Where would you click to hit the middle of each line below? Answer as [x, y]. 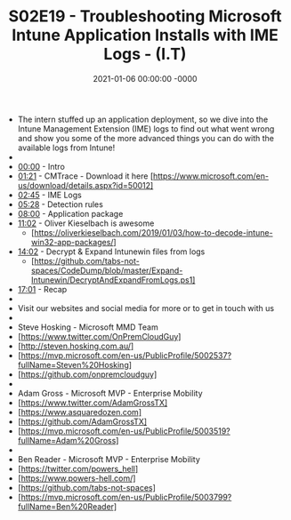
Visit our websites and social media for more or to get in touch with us [145, 308]
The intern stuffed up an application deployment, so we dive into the [143, 119]
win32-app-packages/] [74, 242]
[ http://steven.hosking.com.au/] [76, 346]
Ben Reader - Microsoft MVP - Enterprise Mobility [109, 459]
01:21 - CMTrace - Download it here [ [85, 176]
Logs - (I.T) [145, 54]
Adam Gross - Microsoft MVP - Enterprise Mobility [110, 393]
